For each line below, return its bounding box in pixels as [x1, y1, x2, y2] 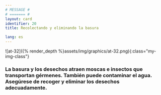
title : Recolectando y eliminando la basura [5, 26, 99, 31]
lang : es [5, 35, 23, 40]
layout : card [5, 16, 32, 21]
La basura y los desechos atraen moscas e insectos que [5, 65, 143, 72]
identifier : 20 [5, 21, 37, 26]
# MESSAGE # [5, 7, 30, 12]
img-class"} [5, 53, 30, 59]
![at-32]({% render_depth [5, 48, 57, 54]
